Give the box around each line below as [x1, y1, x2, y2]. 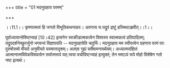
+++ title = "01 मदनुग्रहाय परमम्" [5, 5, 64, 10]
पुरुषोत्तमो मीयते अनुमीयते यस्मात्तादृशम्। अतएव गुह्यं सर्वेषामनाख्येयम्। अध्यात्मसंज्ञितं [5, 46, 138, 52]
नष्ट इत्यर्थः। [5, 57, 26, 63]
